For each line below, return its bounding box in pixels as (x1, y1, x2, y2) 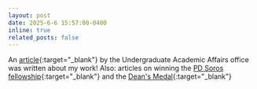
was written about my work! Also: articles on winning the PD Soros (8, 64, 224, 73)
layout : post (8, 11, 51, 20)
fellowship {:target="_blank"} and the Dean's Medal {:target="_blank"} (8, 72, 232, 81)
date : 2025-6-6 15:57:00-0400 (8, 19, 108, 27)
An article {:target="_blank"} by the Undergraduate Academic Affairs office (8, 55, 249, 65)
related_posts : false (8, 33, 79, 42)
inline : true (8, 26, 51, 34)
